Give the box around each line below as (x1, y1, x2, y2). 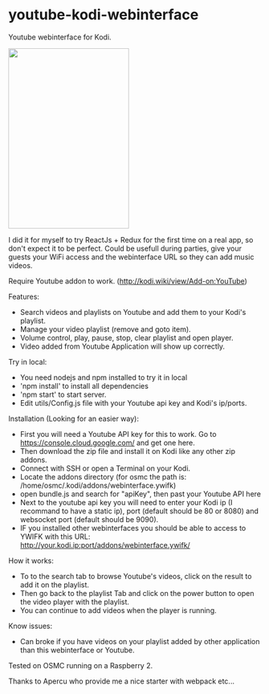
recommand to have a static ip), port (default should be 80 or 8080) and (19, 506, 259, 516)
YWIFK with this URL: (19, 532, 91, 541)
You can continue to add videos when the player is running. (19, 605, 217, 615)
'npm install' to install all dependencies (19, 381, 149, 390)
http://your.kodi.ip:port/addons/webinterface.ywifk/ (19, 540, 190, 549)
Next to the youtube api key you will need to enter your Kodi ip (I (19, 497, 233, 507)
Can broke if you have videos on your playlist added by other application (19, 636, 260, 646)
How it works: (8, 556, 55, 565)
